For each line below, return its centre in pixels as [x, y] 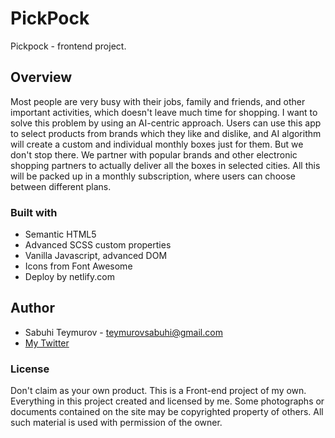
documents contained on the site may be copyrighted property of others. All [167, 412]
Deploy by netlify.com [69, 277]
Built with [34, 212]
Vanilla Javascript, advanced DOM [96, 256]
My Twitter [47, 343]
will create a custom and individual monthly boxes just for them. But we [157, 144]
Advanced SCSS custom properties [98, 245]
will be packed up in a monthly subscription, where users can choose [153, 176]
